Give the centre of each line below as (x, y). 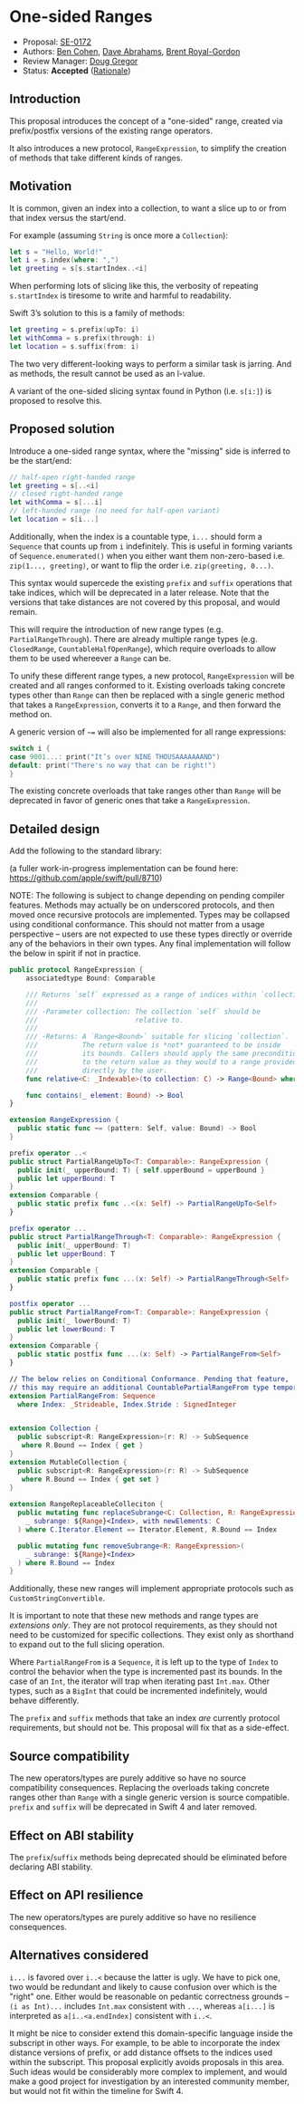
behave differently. (44, 1701)
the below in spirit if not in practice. (76, 954)
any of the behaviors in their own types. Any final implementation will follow (150, 944)
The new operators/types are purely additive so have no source (128, 1778)
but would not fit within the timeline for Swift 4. (96, 2090)
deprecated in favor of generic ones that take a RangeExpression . (130, 801)
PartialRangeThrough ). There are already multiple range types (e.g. (133, 639)
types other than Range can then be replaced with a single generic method (147, 695)
